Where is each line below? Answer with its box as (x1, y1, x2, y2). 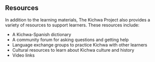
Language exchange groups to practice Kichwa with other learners (12, 41, 148, 48)
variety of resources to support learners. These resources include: (5, 22, 140, 28)
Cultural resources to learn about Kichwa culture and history (12, 47, 134, 53)
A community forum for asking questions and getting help (12, 37, 129, 42)
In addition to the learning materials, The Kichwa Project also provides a (5, 17, 151, 22)
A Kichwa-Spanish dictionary (12, 31, 72, 37)
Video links (12, 52, 35, 58)
